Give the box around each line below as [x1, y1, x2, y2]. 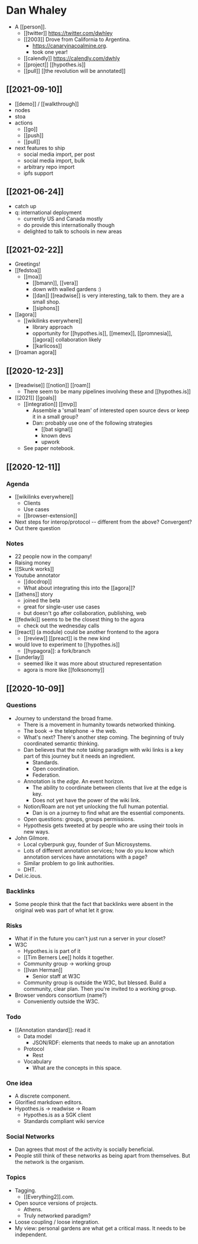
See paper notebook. [23, 445, 75, 452]
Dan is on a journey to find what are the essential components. [32, 809, 185, 816]
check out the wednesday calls [23, 622, 99, 629]
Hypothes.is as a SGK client [23, 1111, 92, 1118]
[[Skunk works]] [14, 566, 54, 573]
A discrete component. [14, 1092, 71, 1100]
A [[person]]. [14, 23, 46, 30]
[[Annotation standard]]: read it [14, 1026, 90, 1034]
